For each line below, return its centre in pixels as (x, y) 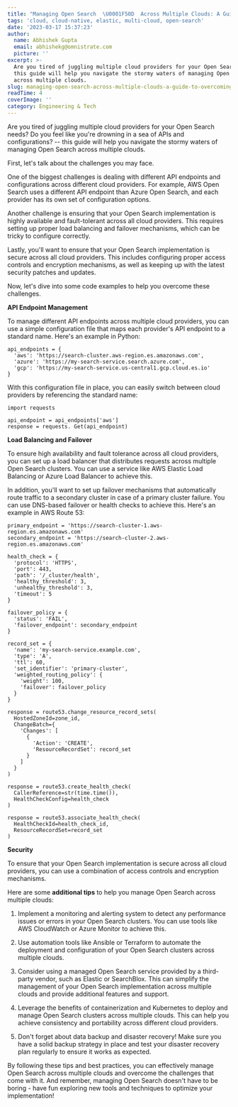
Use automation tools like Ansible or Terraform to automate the (109, 942)
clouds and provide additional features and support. (93, 994)
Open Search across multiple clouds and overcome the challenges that (111, 1073)
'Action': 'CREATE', (63, 743)
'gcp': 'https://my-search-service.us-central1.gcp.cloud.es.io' (112, 368)
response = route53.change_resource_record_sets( (82, 712)
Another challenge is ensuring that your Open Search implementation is (112, 213)
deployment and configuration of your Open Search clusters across (116, 950)
